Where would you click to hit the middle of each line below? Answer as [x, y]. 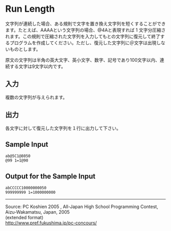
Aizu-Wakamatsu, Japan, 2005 [38, 212]
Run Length [30, 9]
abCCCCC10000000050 [26, 188]
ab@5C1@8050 [18, 156]
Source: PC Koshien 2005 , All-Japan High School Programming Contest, [82, 207]
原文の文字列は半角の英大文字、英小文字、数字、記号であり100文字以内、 [83, 60]
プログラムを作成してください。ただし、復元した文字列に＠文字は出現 [83, 43]
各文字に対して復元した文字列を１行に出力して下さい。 [63, 128]
